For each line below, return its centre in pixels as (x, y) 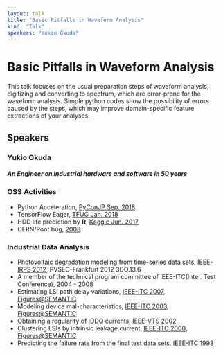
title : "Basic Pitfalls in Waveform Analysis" (75, 20)
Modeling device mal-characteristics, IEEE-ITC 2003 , (93, 306)
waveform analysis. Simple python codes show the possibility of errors (108, 101)
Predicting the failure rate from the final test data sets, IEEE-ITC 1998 (115, 343)
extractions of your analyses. (48, 116)
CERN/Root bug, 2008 (49, 229)
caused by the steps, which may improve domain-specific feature (101, 109)
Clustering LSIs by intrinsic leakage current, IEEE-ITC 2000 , (102, 328)
